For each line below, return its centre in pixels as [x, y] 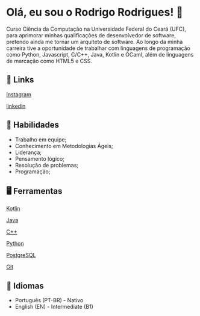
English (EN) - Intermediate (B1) [54, 307]
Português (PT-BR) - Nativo [49, 300]
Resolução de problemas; [47, 165]
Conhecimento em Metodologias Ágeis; [64, 146]
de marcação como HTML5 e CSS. [49, 61]
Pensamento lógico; [40, 158]
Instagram [19, 94]
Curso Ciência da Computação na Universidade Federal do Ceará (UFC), [96, 29]
